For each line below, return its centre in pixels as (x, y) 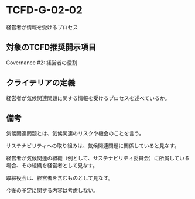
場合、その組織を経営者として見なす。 (52, 166)
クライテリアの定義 (41, 83)
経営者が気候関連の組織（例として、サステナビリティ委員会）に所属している (98, 158)
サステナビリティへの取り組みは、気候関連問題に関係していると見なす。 (93, 146)
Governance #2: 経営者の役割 (42, 63)
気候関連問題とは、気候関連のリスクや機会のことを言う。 (75, 133)
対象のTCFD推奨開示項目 (51, 47)
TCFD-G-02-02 (45, 10)
